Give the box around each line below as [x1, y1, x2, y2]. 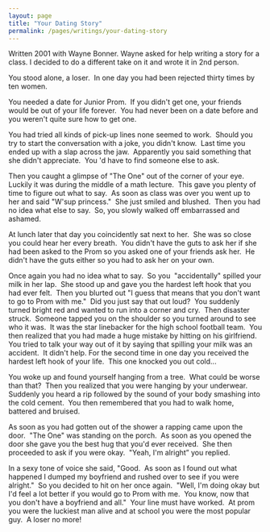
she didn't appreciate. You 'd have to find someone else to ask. [8, 156, 220, 165]
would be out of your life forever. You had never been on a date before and [8, 106, 259, 115]
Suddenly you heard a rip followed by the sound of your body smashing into [8, 389, 260, 399]
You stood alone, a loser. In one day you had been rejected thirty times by [8, 73, 255, 83]
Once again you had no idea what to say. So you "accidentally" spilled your [8, 271, 262, 281]
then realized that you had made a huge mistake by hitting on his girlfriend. [8, 331, 257, 341]
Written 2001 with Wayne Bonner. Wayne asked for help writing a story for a [8, 49, 260, 59]
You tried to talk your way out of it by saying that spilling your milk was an [8, 339, 253, 349]
